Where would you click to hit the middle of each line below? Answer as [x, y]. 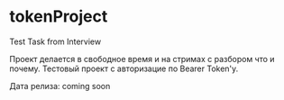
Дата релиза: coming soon [60, 86]
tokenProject [59, 17]
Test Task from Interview [55, 41]
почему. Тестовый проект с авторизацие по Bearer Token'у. [124, 68]
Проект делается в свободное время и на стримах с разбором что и [142, 59]
